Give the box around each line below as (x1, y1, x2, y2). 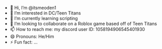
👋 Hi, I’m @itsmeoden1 (10, 5, 56, 10)
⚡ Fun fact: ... (10, 39, 38, 45)
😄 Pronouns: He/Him (10, 33, 54, 39)
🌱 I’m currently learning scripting (10, 15, 78, 21)
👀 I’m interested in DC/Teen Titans (10, 10, 82, 16)
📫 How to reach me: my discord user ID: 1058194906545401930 (10, 26, 145, 32)
